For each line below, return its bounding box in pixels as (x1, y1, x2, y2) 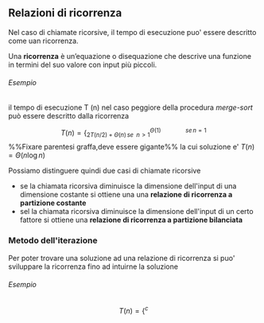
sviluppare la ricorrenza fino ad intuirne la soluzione (8, 262, 179, 271)
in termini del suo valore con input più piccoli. (8, 60, 157, 69)
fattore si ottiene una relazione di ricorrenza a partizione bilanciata (19, 215, 243, 225)
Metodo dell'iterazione (8, 235, 98, 246)
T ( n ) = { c (118, 304, 149, 315)
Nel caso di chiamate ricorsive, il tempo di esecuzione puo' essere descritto (8, 27, 257, 37)
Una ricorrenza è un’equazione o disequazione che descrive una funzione (8, 51, 252, 60)
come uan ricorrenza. (8, 36, 79, 45)
